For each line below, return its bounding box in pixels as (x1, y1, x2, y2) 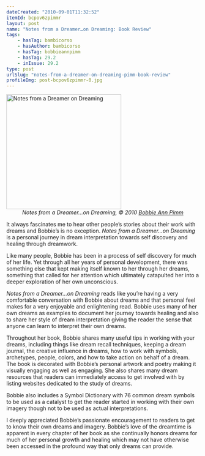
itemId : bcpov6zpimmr (6, 15, 62, 21)
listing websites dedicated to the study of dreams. (6, 380, 133, 387)
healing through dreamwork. (6, 240, 78, 248)
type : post (6, 65, 34, 72)
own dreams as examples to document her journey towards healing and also (6, 310, 199, 317)
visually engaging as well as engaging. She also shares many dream (6, 367, 178, 374)
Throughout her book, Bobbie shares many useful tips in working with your (6, 334, 195, 342)
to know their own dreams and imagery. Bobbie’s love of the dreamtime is (6, 423, 192, 430)
